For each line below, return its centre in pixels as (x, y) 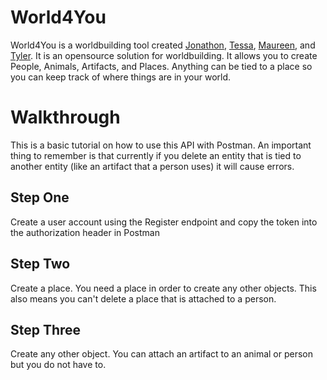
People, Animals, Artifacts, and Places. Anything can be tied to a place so (161, 66)
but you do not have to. (58, 365)
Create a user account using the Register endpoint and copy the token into (164, 222)
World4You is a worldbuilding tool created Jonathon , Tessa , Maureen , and (163, 45)
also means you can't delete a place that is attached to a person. (143, 298)
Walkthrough (65, 117)
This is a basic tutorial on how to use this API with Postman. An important (161, 145)
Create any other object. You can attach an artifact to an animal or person (162, 354)
